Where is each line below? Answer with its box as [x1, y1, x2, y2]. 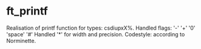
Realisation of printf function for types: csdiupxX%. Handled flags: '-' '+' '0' [6, 24, 196, 31]
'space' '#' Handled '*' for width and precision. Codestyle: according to [6, 30, 185, 38]
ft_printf [6, 4, 49, 18]
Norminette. [6, 37, 36, 44]
